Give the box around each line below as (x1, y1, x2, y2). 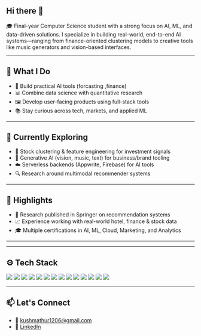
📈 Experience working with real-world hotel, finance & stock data (14, 218, 177, 225)
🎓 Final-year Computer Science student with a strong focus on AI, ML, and (6, 22, 193, 29)
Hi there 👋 (6, 6, 44, 16)
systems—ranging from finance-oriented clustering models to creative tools (6, 37, 193, 44)
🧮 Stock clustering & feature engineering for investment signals (14, 148, 171, 155)
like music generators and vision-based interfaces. (6, 43, 132, 51)
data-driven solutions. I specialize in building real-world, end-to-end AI (6, 30, 181, 38)
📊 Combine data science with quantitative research (14, 89, 143, 96)
